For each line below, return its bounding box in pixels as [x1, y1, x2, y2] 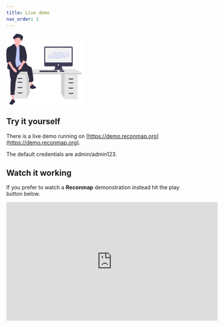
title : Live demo [6, 10, 50, 16]
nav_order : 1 [6, 16, 39, 22]
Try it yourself [6, 116, 60, 126]
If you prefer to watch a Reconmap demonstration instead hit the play [6, 184, 180, 191]
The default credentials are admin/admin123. [6, 151, 117, 158]
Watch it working [6, 167, 72, 178]
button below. [6, 190, 40, 198]
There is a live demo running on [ [6, 132, 89, 140]
